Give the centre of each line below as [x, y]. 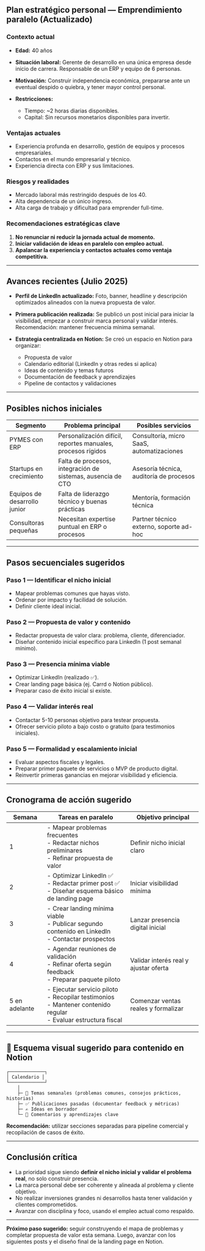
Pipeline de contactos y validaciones [70, 384]
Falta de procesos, [85, 461]
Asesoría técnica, [157, 469]
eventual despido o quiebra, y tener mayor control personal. [90, 87]
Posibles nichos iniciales [54, 408]
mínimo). [26, 648]
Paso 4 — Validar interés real [50, 707]
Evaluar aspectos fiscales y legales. [60, 762]
